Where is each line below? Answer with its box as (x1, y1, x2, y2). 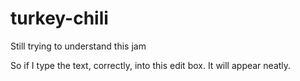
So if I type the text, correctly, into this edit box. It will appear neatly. (10, 59, 292, 71)
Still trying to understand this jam (10, 40, 147, 52)
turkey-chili (10, 7, 109, 30)
